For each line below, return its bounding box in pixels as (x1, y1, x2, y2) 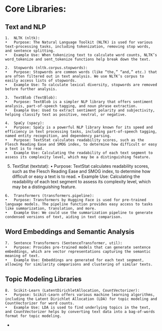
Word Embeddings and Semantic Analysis (5, 227, 135, 236)
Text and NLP (5, 23, 46, 31)
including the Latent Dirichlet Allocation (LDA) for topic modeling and (5, 296, 158, 301)
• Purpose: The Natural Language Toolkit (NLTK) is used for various (5, 40, 153, 45)
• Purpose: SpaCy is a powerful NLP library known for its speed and (5, 125, 153, 130)
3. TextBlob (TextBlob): (5, 95, 57, 100)
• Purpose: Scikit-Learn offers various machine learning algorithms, (5, 292, 155, 297)
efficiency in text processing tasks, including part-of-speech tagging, (5, 129, 158, 134)
